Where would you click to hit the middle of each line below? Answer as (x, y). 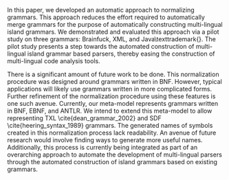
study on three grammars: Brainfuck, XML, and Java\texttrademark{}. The (112, 39)
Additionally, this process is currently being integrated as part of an (102, 147)
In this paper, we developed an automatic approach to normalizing (101, 10)
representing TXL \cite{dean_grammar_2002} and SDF (84, 118)
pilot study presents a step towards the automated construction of (101, 46)
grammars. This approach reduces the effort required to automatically (106, 17)
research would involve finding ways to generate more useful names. (105, 140)
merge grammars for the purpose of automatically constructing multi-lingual (115, 24)
